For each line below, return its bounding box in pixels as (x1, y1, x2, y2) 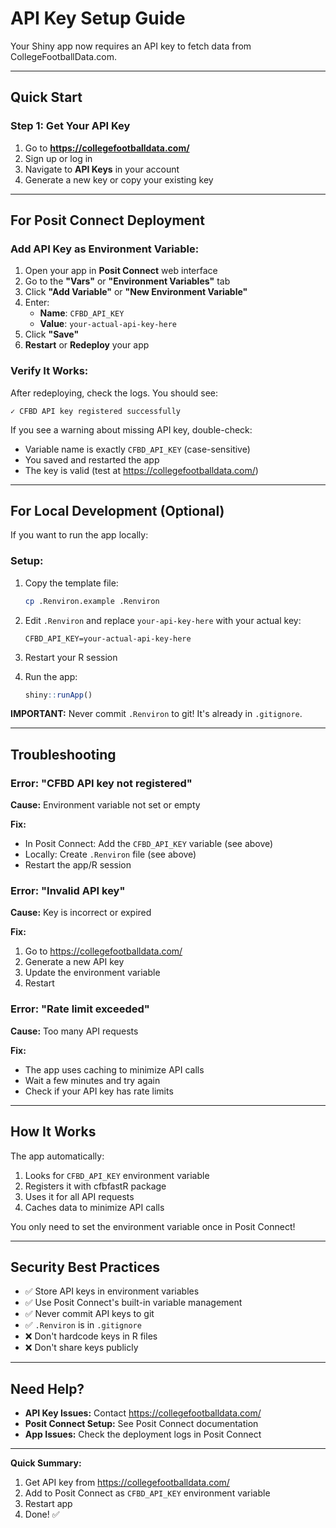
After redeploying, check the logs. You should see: (10, 387, 219, 399)
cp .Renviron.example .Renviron (24, 596, 160, 606)
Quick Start (10, 89, 83, 106)
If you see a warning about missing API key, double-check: (10, 423, 253, 436)
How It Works (10, 1123, 97, 1141)
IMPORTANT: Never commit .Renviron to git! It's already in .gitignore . (10, 708, 303, 720)
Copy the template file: (24, 577, 119, 589)
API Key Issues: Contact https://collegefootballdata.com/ (24, 1407, 262, 1419)
